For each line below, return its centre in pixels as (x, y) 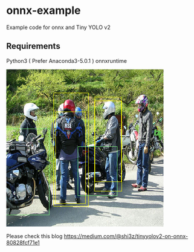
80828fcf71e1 (23, 242)
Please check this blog (34, 236)
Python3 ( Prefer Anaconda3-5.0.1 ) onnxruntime (66, 60)
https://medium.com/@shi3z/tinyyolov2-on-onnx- (126, 236)
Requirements (33, 46)
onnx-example (44, 11)
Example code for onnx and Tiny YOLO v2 (58, 27)
